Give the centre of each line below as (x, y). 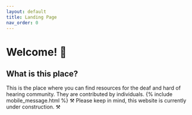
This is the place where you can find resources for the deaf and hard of (94, 88)
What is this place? (42, 74)
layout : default (26, 12)
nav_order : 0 (22, 23)
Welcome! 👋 (37, 52)
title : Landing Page (32, 17)
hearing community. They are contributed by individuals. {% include (89, 94)
